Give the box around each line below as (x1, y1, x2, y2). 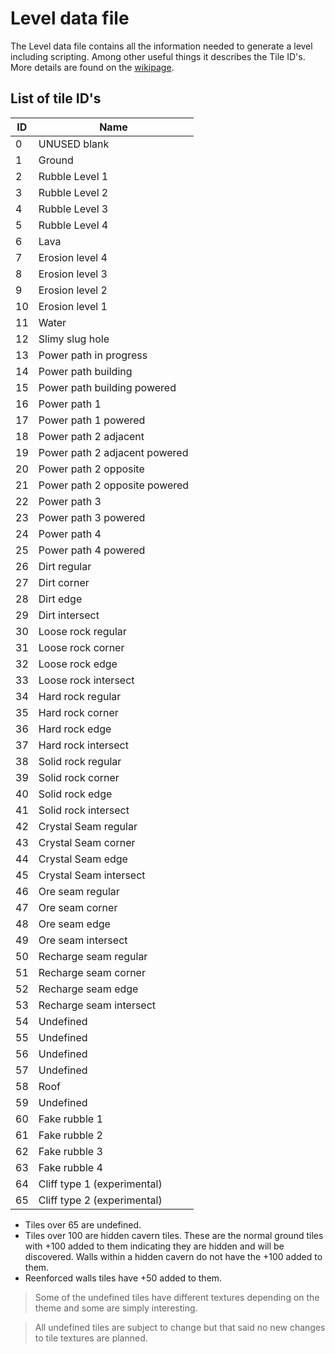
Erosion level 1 (38, 299, 108, 313)
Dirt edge (38, 592, 83, 606)
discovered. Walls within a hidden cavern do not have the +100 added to (24, 1250, 323, 1262)
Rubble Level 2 (38, 185, 109, 199)
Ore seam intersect (38, 933, 128, 947)
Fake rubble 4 (38, 1160, 103, 1174)
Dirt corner (38, 575, 90, 589)
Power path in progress (38, 348, 148, 362)
